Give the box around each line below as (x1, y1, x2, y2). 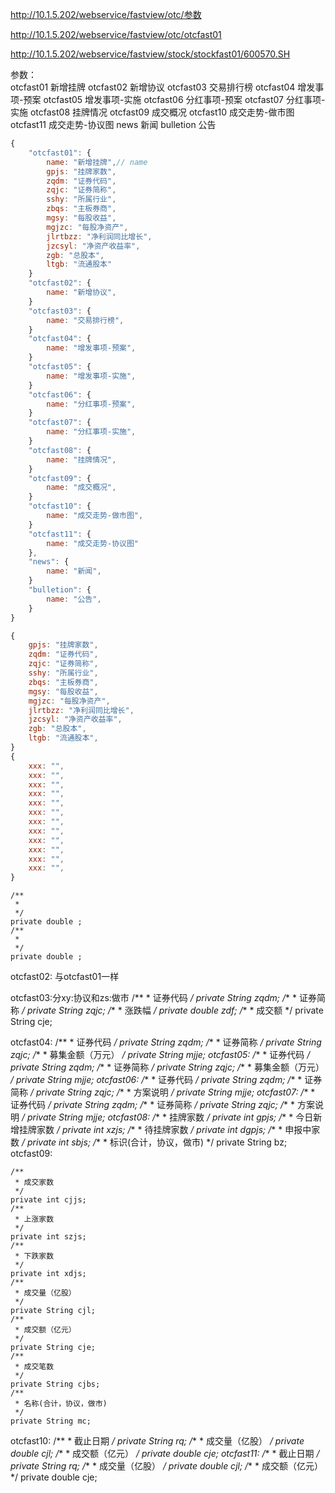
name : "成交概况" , (46, 483, 117, 493)
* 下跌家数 (14, 1251, 55, 1262)
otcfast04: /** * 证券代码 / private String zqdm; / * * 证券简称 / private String (10, 1036, 322, 1048)
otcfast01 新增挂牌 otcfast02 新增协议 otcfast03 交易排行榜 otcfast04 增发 (10, 81, 316, 93)
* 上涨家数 (14, 1214, 55, 1225)
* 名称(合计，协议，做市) (14, 1399, 108, 1409)
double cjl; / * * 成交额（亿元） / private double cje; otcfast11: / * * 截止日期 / (10, 1448, 320, 1460)
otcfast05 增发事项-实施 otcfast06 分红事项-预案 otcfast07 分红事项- (43, 94, 326, 105)
